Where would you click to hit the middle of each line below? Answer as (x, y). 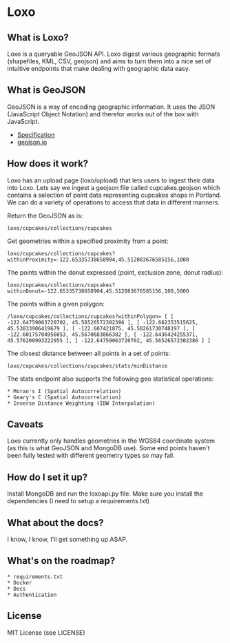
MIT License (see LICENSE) (46, 632)
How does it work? (48, 164)
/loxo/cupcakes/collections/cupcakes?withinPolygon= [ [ (91, 316)
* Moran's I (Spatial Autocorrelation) (64, 391)
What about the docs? (56, 523)
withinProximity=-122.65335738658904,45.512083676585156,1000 (98, 260)
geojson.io (32, 142)
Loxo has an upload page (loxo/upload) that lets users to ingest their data (111, 180)
